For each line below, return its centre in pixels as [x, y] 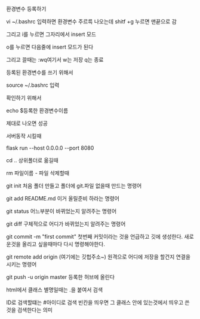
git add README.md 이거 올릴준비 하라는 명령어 [63, 198]
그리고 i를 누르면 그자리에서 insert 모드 [51, 34]
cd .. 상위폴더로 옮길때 [32, 160]
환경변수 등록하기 [26, 9]
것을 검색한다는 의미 [29, 310]
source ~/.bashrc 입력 [33, 85]
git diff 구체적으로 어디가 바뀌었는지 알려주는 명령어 [66, 224]
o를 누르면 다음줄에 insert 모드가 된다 [50, 47]
